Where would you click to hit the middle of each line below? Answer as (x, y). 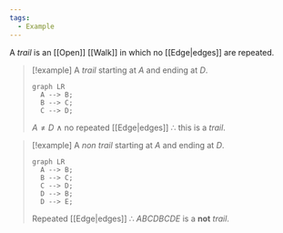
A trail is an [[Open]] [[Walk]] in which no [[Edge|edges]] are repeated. (142, 52)
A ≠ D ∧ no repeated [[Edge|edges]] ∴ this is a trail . (128, 127)
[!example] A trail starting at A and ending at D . (120, 70)
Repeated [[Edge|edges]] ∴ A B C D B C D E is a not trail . (131, 218)
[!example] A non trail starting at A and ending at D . (128, 145)
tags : (20, 18)
